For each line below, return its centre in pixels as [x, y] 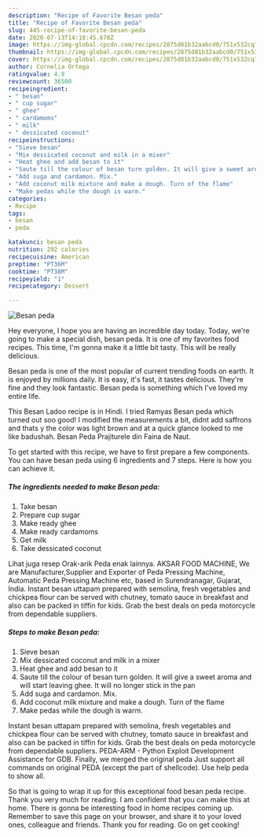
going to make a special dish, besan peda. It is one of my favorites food [124, 339]
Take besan [38, 507]
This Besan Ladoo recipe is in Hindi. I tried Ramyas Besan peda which [121, 411]
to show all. [27, 776]
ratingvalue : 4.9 [37, 74]
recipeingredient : [38, 89]
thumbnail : [26, 52]
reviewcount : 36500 [40, 81]
